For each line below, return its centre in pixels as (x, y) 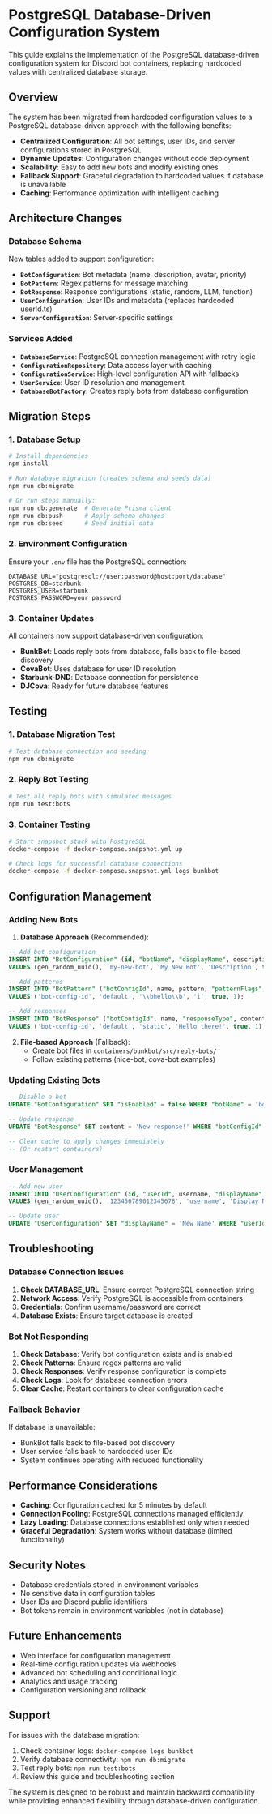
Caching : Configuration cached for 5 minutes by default (114, 1505)
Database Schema (45, 242)
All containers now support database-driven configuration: (106, 636)
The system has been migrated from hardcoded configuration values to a (130, 117)
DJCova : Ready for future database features (94, 686)
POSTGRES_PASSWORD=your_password (65, 597)
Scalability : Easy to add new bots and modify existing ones (119, 167)
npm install (28, 464)
